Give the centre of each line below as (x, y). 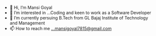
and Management (27, 23)
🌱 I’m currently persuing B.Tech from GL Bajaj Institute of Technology (79, 18)
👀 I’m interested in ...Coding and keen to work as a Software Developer (80, 13)
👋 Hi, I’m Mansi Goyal (31, 8)
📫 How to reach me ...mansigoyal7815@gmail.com (61, 28)
